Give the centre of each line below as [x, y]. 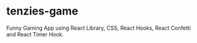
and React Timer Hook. [35, 34]
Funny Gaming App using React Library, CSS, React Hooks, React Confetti [98, 28]
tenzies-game [42, 11]
